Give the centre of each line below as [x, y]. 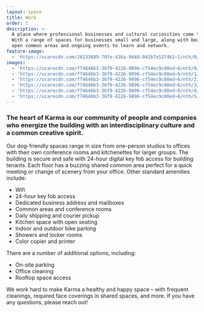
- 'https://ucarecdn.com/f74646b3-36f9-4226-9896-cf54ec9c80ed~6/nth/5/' [107, 96]
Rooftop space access [43, 278]
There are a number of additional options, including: [71, 253]
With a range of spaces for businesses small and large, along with [100, 40]
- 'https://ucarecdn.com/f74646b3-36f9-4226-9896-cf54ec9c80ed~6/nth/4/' [107, 91]
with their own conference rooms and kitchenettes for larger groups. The [97, 153]
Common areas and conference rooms [63, 209]
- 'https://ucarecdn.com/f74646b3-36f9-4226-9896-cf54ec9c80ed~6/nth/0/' [107, 68]
